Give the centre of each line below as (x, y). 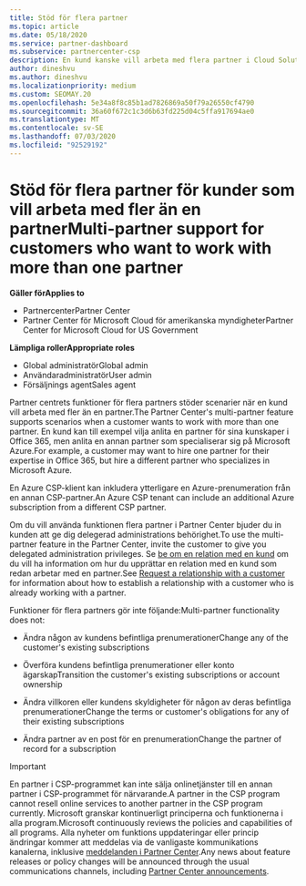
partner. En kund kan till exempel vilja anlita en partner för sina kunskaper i (149, 431)
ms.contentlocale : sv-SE (56, 129)
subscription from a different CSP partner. (88, 507)
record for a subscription (69, 748)
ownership (42, 684)
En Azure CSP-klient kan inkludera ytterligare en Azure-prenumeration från (150, 488)
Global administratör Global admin (85, 365)
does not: (27, 620)
